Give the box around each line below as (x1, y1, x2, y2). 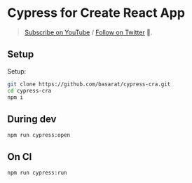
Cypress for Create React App (7, 5, 186, 21)
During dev (7, 113, 57, 125)
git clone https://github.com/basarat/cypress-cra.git (7, 81, 171, 88)
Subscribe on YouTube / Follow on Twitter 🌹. (24, 28, 153, 36)
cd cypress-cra (7, 87, 52, 94)
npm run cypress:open (7, 132, 71, 139)
